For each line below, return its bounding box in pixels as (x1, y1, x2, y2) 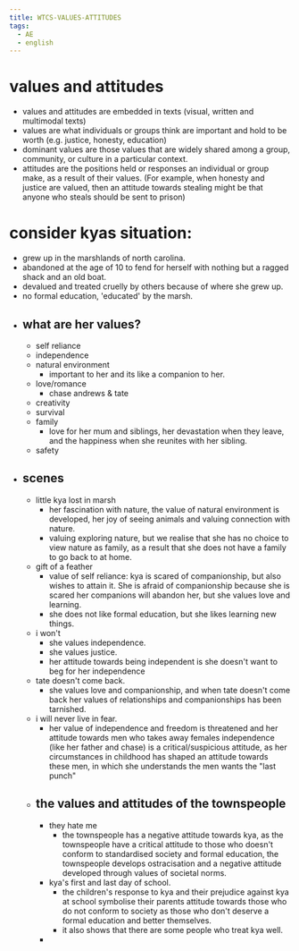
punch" (48, 770, 77, 781)
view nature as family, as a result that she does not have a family (48, 542, 287, 553)
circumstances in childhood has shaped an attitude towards (48, 751, 269, 761)
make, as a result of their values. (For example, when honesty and (21, 173, 265, 183)
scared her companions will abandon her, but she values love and (48, 590, 291, 600)
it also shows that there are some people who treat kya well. (62, 924, 284, 935)
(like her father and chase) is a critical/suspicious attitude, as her (48, 742, 287, 752)
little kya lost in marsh (35, 494, 116, 505)
